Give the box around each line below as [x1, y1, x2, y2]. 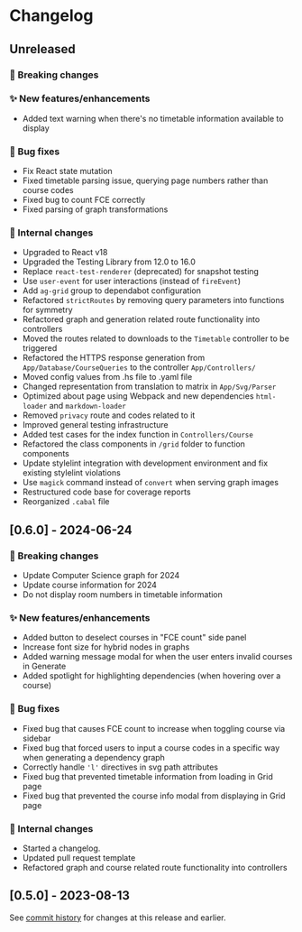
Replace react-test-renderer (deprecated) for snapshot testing [22, 266, 260, 277]
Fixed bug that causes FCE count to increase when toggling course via [22, 723, 286, 734]
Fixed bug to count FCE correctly [22, 195, 146, 206]
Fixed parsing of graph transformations [22, 204, 169, 215]
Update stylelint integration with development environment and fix [22, 457, 269, 469]
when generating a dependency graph [22, 752, 165, 762]
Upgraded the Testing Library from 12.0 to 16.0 [22, 256, 196, 267]
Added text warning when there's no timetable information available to [22, 113, 284, 124]
